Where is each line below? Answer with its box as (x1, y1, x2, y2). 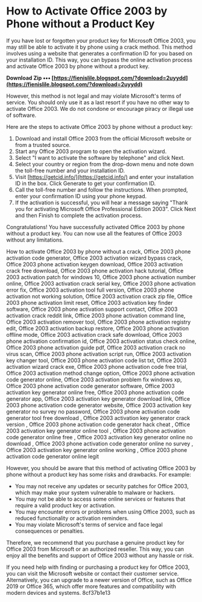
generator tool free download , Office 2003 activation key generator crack (6, 414, 191, 421)
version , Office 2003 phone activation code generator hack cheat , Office (6, 421, 191, 428)
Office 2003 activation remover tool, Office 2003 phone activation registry (6, 318, 191, 325)
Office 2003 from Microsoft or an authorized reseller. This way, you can (6, 545, 185, 553)
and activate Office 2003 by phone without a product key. (6, 62, 150, 70)
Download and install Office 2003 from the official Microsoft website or (14, 134, 192, 142)
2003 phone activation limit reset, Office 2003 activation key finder (6, 299, 173, 306)
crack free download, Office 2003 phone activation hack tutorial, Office (6, 267, 184, 274)
